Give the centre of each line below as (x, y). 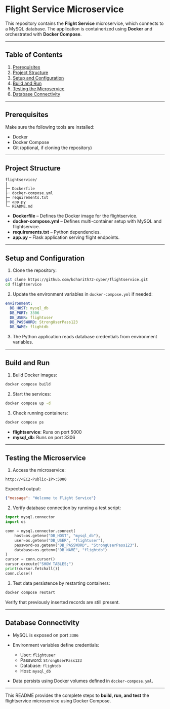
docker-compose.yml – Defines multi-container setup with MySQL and (87, 221)
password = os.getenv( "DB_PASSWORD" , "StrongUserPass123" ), (77, 545)
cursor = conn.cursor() (30, 559)
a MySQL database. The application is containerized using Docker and (79, 28)
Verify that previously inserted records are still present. (62, 602)
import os (16, 522)
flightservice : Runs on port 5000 (47, 432)
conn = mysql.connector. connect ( (40, 531)
